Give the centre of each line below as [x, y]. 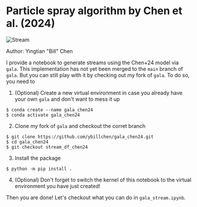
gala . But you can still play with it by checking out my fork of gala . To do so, [98, 75]
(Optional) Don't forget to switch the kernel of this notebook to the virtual [103, 180]
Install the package [38, 158]
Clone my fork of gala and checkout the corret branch [80, 126]
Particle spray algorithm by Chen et [94, 11]
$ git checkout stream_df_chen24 [47, 147]
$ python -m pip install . [39, 169]
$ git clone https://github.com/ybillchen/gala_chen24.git [80, 137]
